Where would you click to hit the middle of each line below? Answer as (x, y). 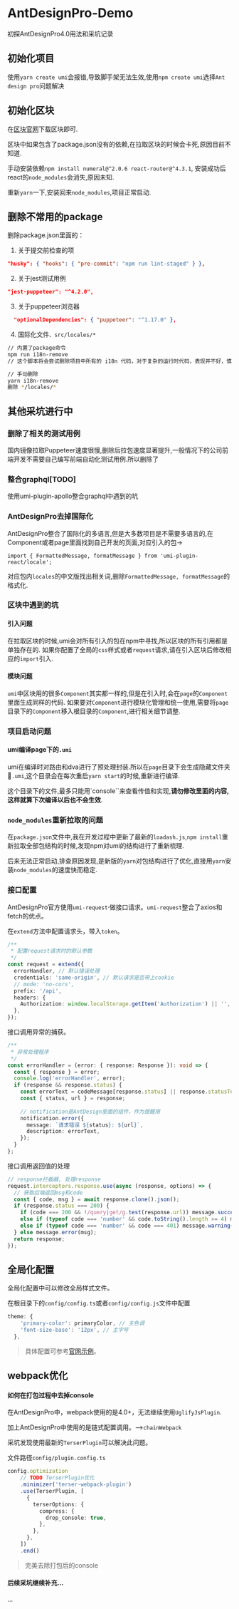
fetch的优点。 (27, 916)
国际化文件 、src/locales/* (57, 334)
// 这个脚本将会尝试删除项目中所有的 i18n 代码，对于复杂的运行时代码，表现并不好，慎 (120, 361)
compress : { (57, 1511)
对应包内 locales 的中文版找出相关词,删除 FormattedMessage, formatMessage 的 (119, 576)
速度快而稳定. (78, 870)
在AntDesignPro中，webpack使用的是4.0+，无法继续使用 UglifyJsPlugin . (115, 1412)
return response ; (39, 1239)
